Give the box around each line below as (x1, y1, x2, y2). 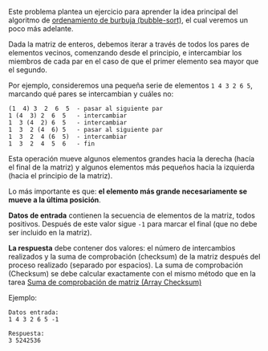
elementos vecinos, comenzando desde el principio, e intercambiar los (8, 48, 242, 57)
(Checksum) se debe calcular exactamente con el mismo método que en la (8, 269, 257, 278)
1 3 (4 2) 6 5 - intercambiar (8, 119, 128, 127)
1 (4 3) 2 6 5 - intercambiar (8, 112, 128, 120)
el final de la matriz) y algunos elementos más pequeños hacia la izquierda (8, 162, 255, 172)
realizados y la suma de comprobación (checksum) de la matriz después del (8, 252, 261, 261)
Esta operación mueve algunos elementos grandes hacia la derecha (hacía (8, 154, 255, 163)
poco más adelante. (8, 24, 74, 33)
